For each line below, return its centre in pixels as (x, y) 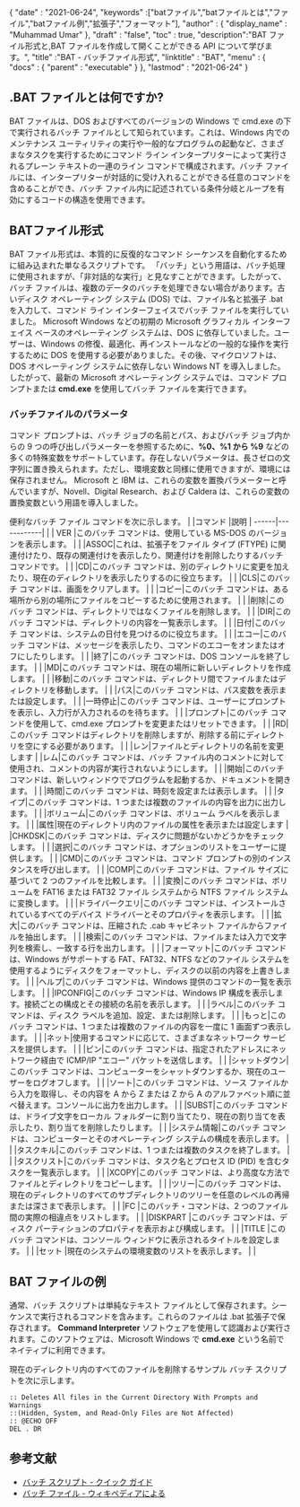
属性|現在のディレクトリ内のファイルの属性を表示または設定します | (164, 824)
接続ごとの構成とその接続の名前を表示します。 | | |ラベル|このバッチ (150, 1003)
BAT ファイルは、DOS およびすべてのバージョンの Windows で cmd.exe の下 (150, 121)
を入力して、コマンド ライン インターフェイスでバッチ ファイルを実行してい (149, 310)
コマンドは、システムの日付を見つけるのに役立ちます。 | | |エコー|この (149, 634)
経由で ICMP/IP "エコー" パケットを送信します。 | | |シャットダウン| (164, 1060)
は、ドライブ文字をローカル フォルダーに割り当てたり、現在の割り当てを (144, 1116)
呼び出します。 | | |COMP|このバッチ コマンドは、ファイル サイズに (164, 869)
